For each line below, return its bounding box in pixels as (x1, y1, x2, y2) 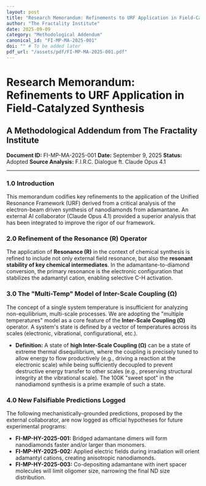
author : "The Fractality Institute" (6, 20, 100, 26)
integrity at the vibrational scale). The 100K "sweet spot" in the (15, 374, 174, 381)
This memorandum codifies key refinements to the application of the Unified (6, 193, 199, 200)
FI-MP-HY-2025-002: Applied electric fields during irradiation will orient (15, 447, 200, 455)
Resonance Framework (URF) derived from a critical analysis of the (6, 200, 176, 207)
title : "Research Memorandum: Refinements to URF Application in (6, 15, 177, 21)
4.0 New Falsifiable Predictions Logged (6, 396, 126, 404)
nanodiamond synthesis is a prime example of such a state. (15, 381, 166, 388)
